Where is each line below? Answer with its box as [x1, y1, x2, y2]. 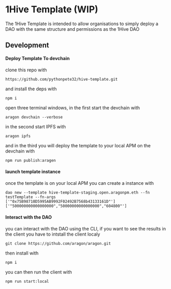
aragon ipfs [5, 133, 31, 139]
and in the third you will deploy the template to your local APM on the [5, 142, 151, 148]
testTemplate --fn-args [5, 194, 56, 200]
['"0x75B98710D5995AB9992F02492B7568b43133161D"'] [5, 199, 116, 204]
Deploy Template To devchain [5, 55, 70, 61]
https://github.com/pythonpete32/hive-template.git [5, 76, 118, 82]
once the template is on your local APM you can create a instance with [5, 180, 154, 186]
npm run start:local [5, 279, 50, 284]
